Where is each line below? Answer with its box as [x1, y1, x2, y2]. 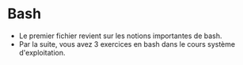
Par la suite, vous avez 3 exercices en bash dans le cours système [18, 39, 235, 48]
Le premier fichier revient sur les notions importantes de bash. [18, 31, 222, 40]
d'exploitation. [18, 48, 66, 57]
